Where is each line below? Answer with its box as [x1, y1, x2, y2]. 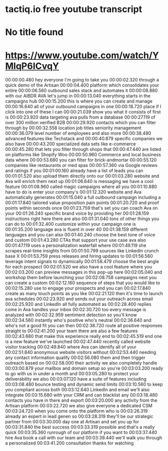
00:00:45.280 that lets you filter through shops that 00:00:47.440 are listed [5, 146, 161, 152]
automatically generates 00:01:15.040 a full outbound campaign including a [5, 195, 161, 201]
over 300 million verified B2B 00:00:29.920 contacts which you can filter [5, 120, 156, 126]
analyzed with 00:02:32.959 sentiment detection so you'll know [5, 312, 137, 318]
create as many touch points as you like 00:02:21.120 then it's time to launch [5, 291, 163, 297]
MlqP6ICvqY [5, 60, 59, 71]
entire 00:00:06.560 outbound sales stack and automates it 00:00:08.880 [5, 87, 158, 94]
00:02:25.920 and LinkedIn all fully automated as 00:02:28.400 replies [5, 301, 152, 307]
